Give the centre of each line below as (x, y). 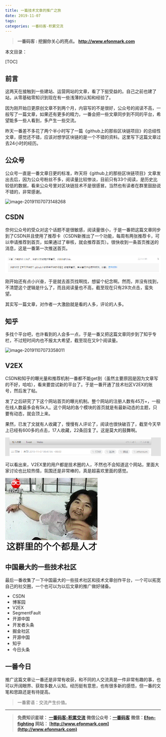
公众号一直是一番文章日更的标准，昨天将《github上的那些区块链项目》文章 (81, 173)
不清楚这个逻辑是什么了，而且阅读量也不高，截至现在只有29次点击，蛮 (77, 288)
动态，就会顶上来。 (33, 413)
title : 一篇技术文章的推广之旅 (33, 10)
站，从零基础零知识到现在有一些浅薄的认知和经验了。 (59, 98)
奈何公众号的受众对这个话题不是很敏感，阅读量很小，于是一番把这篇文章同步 (83, 229)
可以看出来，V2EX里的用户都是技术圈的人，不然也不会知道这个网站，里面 (80, 464)
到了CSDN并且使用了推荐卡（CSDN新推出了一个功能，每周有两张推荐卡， (80, 236)
